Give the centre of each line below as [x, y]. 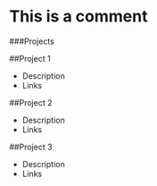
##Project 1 [30, 58]
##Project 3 [31, 147]
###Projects [32, 41]
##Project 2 [31, 102]
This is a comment [78, 17]
